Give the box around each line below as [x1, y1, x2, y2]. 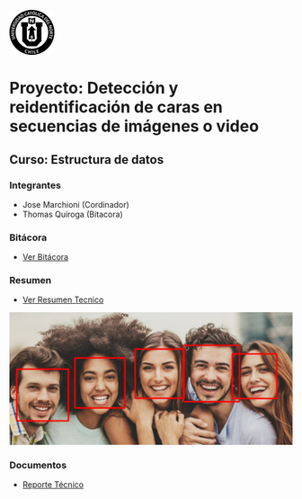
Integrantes [9, 179, 61, 192]
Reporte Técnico [22, 479, 84, 490]
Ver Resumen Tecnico [22, 294, 104, 306]
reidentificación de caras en [9, 97, 223, 118]
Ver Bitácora [22, 252, 69, 263]
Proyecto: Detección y [9, 78, 179, 99]
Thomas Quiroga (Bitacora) [22, 209, 123, 219]
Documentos [9, 459, 67, 471]
